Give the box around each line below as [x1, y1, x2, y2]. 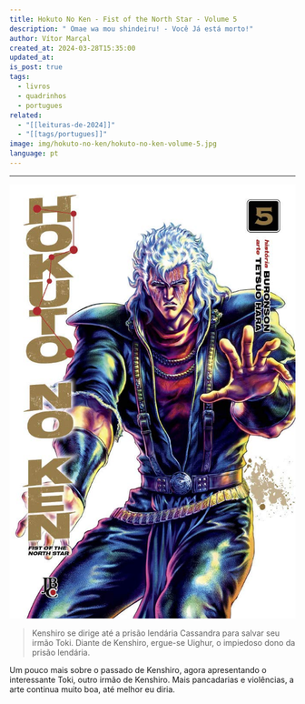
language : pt [9, 149, 59, 158]
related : [9, 110, 43, 120]
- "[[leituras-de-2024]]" [17, 120, 116, 129]
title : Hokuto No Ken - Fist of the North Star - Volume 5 [9, 15, 238, 24]
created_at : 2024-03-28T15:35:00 [9, 44, 136, 53]
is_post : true [9, 63, 64, 72]
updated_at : [9, 53, 54, 63]
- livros [17, 82, 51, 91]
